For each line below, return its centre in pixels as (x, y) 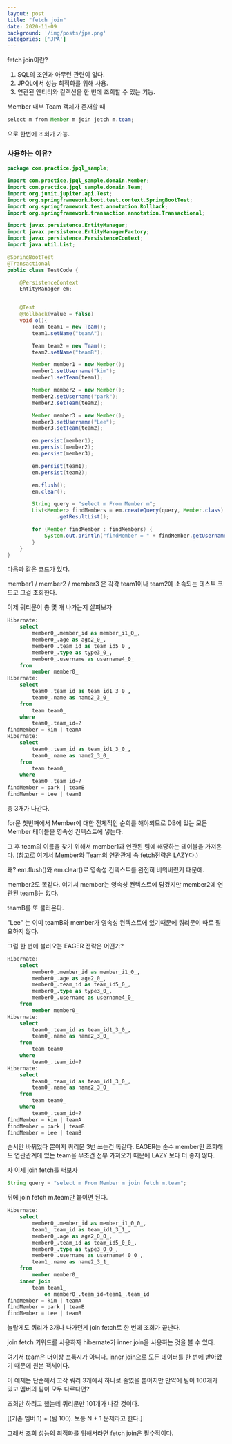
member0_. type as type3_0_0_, (75, 1249)
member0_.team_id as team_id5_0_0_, (85, 1243)
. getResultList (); (83, 517)
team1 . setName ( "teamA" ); (68, 333)
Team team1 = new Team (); (69, 327)
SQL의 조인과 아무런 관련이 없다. (61, 75)
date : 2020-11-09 (32, 26)
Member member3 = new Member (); (79, 415)
